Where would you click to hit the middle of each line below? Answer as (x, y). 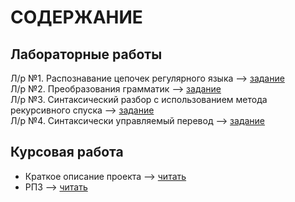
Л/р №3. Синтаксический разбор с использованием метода (139, 99)
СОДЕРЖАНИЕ (76, 17)
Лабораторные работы (86, 54)
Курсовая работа (67, 152)
